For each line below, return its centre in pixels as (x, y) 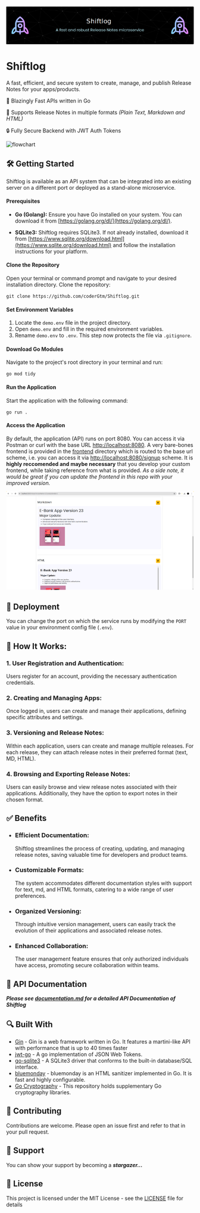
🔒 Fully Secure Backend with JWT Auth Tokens (64, 130)
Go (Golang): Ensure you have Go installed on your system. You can (98, 214)
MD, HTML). (21, 758)
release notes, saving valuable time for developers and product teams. (101, 854)
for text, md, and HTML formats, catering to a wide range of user (94, 889)
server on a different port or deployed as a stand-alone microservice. (91, 187)
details (14, 1204)
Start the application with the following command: (67, 400)
